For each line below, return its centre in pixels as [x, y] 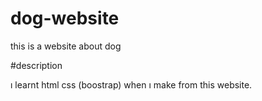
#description [36, 65]
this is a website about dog [66, 46]
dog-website [65, 18]
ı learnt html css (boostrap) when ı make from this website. [131, 84]
